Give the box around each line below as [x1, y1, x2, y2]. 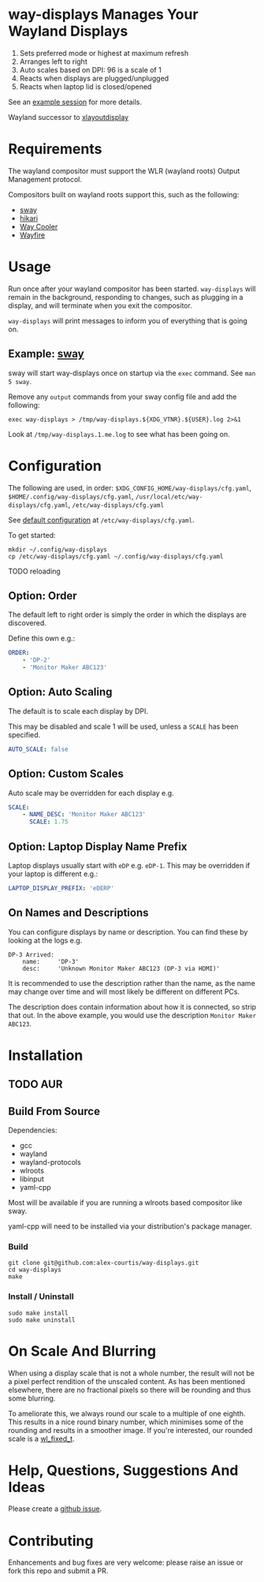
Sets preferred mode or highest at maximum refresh [19, 48, 189, 58]
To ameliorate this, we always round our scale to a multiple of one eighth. [8, 1409, 246, 1418]
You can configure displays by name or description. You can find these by [8, 927, 248, 936]
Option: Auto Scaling [8, 685, 113, 699]
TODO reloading [8, 566, 61, 576]
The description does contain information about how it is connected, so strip [8, 1002, 257, 1011]
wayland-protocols [19, 1158, 81, 1167]
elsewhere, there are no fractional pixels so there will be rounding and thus [8, 1385, 251, 1394]
